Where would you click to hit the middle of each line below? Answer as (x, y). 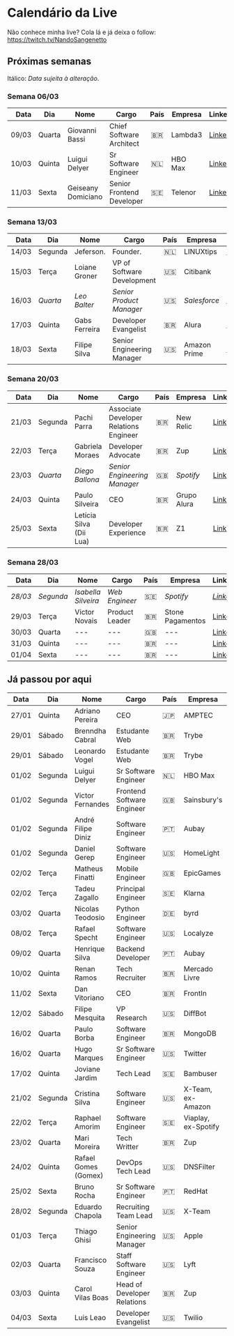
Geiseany (83, 188)
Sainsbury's (203, 800)
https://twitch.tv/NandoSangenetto (57, 39)
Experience (127, 533)
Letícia (85, 515)
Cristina (87, 1093)
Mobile (127, 868)
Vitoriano (89, 997)
